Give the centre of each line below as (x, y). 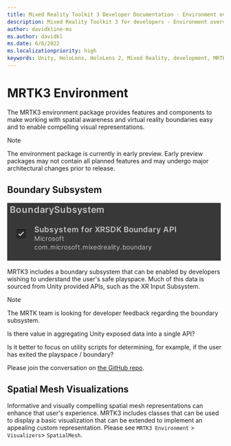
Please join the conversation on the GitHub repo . (76, 367)
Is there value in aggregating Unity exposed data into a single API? (101, 334)
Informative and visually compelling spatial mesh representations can (105, 406)
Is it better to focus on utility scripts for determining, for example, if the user (114, 347)
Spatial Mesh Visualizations (68, 389)
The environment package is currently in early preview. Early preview (105, 153)
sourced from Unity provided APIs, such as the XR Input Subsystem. (104, 286)
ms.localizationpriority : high (52, 51)
